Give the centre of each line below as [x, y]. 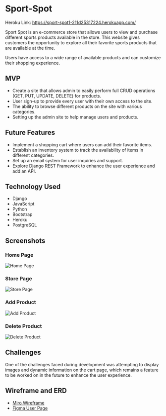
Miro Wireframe [28, 403]
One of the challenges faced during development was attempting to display [82, 364]
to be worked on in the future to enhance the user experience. [69, 375]
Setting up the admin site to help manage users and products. [75, 117]
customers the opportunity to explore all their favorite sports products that [81, 42]
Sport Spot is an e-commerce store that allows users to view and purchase [82, 32]
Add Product [21, 303]
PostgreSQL [25, 225]
